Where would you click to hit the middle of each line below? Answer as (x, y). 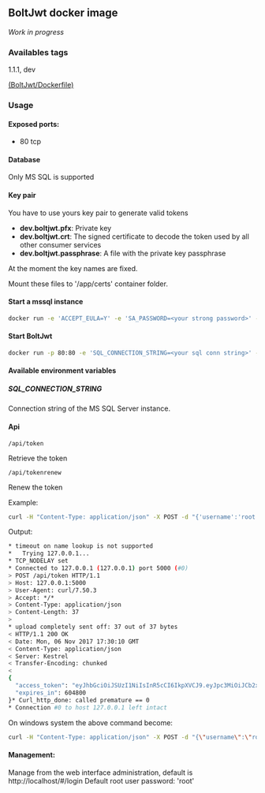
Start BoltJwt (30, 336)
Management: (32, 755)
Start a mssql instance (46, 302)
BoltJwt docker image (63, 13)
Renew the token (35, 487)
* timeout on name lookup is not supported (81, 546)
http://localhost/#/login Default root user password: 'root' (101, 780)
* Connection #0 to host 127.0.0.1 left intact (88, 707)
